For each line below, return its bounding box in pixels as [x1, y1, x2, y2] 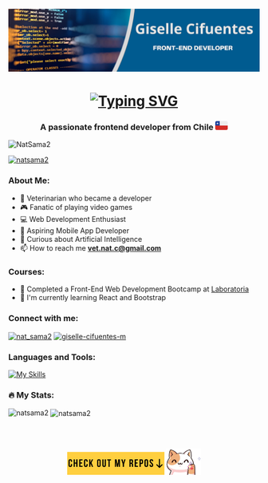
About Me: [8, 175, 50, 186]
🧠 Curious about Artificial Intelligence [19, 234, 143, 243]
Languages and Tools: [8, 351, 96, 362]
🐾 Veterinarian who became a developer [19, 193, 152, 203]
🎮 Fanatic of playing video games [19, 202, 133, 212]
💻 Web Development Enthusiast [19, 214, 126, 224]
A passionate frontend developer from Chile [39, 121, 214, 133]
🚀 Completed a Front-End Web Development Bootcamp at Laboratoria [19, 284, 250, 294]
